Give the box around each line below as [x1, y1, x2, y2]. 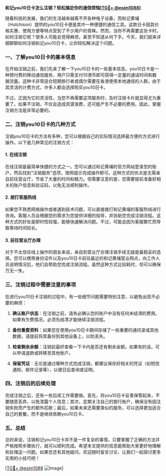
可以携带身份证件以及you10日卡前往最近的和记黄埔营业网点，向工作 [18, 255, 156, 262]
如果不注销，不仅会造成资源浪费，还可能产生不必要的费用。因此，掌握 [18, 101, 161, 107]
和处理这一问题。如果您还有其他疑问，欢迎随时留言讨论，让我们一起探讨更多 [5, 449, 161, 455]
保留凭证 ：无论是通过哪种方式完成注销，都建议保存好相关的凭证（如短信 [12, 360, 160, 366]
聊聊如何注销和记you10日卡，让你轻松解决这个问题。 [9, 40, 117, 46]
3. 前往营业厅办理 [5, 237, 41, 243]
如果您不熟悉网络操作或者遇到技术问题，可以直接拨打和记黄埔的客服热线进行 [5, 207, 161, 212]
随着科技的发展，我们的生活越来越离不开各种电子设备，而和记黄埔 [5, 15, 139, 21]
